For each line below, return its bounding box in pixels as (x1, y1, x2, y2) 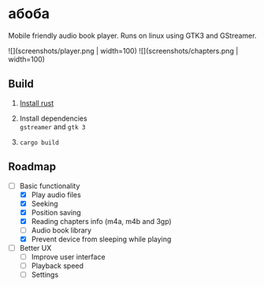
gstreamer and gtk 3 (19, 121, 86, 131)
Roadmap (8, 160, 57, 173)
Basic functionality (19, 181, 80, 190)
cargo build (19, 139, 59, 147)
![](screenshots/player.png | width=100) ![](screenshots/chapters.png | (8, 46, 239, 55)
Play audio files (31, 190, 81, 199)
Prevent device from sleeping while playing (31, 234, 172, 244)
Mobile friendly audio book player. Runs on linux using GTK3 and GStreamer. (8, 31, 257, 40)
